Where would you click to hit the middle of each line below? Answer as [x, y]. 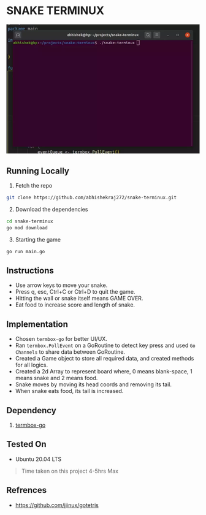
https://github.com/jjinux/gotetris [57, 505]
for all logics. [31, 365]
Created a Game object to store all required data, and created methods [105, 359]
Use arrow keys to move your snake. [61, 285]
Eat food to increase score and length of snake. [75, 305]
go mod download [27, 227]
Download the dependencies [51, 209]
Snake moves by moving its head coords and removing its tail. [93, 384]
